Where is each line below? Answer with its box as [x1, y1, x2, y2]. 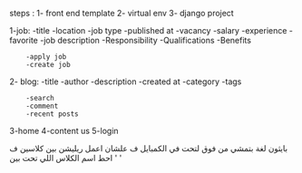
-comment [25, 101, 59, 111]
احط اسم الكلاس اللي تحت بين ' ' [9, 153, 122, 163]
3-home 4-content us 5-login [9, 126, 120, 136]
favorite [9, 35, 39, 45]
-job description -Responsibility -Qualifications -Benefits [39, 35, 252, 45]
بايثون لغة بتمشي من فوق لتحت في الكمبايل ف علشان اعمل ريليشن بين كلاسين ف [9, 143, 288, 153]
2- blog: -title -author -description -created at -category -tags [9, 76, 242, 87]
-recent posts [25, 110, 79, 119]
